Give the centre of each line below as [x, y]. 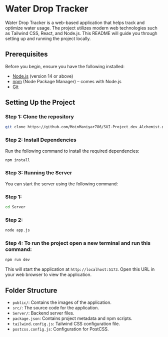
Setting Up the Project [40, 102]
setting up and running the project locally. [48, 39]
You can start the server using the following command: [62, 184]
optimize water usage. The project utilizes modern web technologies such [81, 28]
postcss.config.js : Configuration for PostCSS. [60, 329]
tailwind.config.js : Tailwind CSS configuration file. [66, 324]
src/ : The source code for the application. [55, 308]
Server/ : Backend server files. [43, 313]
